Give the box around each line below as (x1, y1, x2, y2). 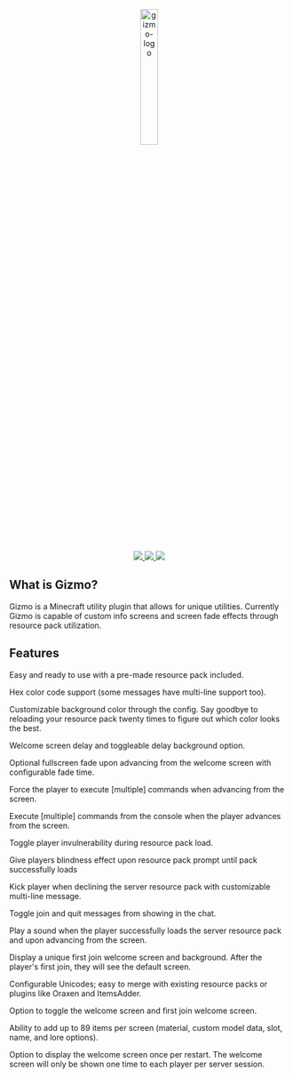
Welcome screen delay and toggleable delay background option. (9, 740, 246, 751)
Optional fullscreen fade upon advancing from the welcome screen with (9, 757, 272, 768)
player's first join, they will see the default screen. (9, 961, 192, 972)
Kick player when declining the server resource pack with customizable (9, 881, 271, 892)
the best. (9, 722, 42, 733)
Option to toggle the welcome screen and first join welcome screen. (9, 1005, 257, 1016)
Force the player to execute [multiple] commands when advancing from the (9, 784, 285, 794)
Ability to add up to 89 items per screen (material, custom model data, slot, (9, 1022, 283, 1033)
